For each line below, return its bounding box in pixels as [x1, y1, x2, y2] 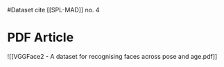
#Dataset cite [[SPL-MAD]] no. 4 [7, 6, 100, 14]
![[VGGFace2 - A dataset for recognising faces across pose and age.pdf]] [7, 52, 218, 60]
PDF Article [7, 30, 74, 45]
